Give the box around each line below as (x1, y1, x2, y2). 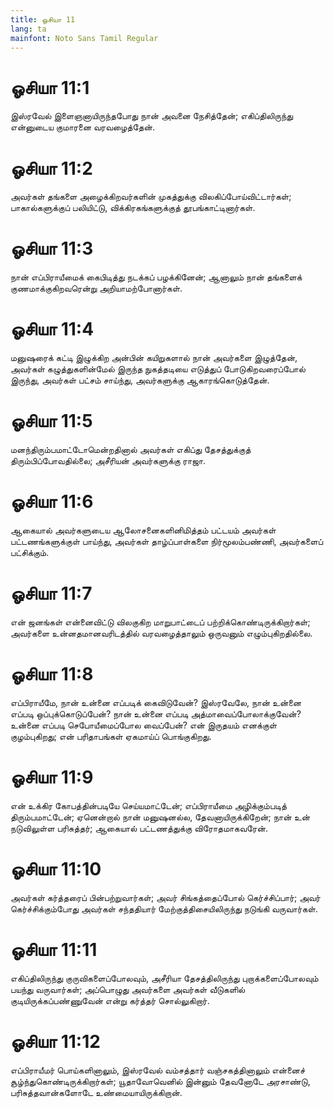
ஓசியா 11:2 (10, 157, 93, 180)
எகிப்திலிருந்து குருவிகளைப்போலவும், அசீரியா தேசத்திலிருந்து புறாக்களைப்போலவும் (10, 972, 319, 984)
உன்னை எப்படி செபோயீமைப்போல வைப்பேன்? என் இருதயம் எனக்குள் (10, 719, 278, 731)
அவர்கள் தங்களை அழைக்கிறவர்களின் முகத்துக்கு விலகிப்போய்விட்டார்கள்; (10, 191, 292, 203)
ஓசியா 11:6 (10, 491, 94, 513)
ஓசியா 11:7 (10, 582, 93, 605)
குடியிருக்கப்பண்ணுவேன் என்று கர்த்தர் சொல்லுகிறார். (10, 994, 210, 1006)
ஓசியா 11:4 (10, 318, 95, 341)
